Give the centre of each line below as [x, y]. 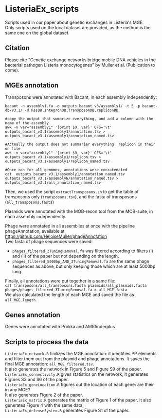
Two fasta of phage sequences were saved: [49, 241]
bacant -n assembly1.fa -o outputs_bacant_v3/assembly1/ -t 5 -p [72, 106]
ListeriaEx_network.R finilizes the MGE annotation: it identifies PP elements [81, 354]
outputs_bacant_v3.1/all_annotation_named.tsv [53, 183]
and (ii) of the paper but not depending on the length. [65, 256]
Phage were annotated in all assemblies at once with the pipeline [70, 226]
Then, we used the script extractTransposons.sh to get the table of [72, 192]
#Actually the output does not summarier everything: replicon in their [80, 144]
